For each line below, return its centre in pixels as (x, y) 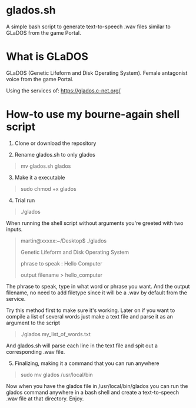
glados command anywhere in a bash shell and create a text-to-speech (93, 392)
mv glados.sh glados (46, 166)
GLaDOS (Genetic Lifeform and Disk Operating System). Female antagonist (97, 73)
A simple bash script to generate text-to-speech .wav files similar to (88, 26)
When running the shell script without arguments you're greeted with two (95, 223)
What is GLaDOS (47, 57)
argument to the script (33, 323)
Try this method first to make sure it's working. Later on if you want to (91, 310)
